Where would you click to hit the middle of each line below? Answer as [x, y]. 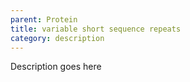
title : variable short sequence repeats [96, 29]
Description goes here [56, 67]
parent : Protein [44, 19]
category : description [57, 38]
